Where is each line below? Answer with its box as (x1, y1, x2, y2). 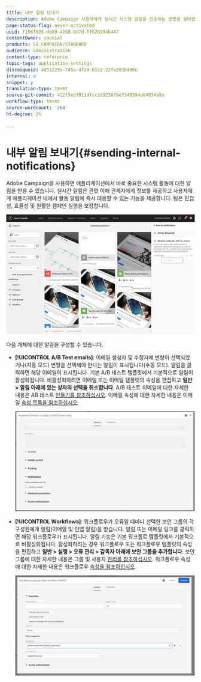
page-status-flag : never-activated (6, 22, 95, 28)
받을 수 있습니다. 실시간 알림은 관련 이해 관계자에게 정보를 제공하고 (17, 187, 172, 195)
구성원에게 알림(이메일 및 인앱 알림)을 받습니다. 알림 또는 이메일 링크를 (14, 525, 178, 532)
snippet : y (6, 79, 33, 85)
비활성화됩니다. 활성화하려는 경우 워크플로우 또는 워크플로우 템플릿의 (21, 540, 181, 547)
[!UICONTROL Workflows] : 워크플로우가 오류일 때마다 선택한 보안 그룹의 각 (14, 517, 194, 525)
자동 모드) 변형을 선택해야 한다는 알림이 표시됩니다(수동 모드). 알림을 (26, 361, 186, 368)
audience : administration (6, 48, 71, 54)
